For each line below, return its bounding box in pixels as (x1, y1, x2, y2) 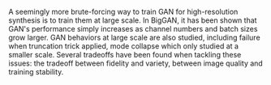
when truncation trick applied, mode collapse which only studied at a (8, 41, 239, 51)
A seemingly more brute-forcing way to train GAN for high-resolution (8, 7, 239, 16)
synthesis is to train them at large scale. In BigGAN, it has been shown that (8, 15, 257, 25)
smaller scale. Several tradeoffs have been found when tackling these (8, 50, 242, 59)
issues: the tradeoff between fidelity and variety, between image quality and (8, 58, 264, 68)
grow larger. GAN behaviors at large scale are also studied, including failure (8, 32, 261, 42)
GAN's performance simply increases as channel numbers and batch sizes (8, 24, 258, 33)
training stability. (8, 67, 64, 76)
